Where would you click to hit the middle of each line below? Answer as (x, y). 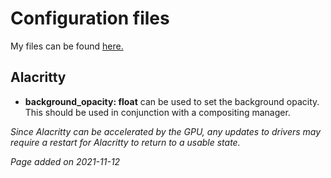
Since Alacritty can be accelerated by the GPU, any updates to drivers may (166, 131)
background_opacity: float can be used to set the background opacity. (172, 101)
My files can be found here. (67, 46)
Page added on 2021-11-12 (65, 161)
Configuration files (90, 18)
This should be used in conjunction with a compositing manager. (157, 112)
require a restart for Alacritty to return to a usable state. (125, 142)
